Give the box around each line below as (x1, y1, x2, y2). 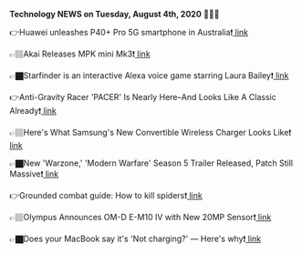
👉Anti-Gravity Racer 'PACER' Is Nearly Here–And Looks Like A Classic (9, 92, 276, 102)
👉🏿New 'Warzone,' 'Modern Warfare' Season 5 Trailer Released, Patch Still (9, 157, 294, 168)
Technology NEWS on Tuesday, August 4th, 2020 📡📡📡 (9, 9, 220, 19)
